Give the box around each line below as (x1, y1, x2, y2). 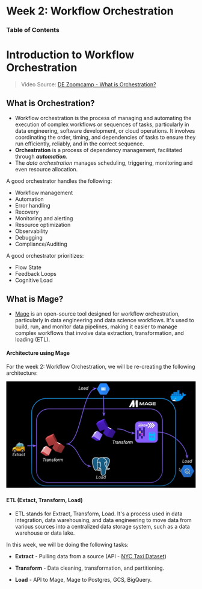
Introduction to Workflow (6, 48, 135, 62)
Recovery (14, 208, 39, 215)
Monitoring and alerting (14, 214, 73, 221)
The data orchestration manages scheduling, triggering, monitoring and (14, 159, 193, 167)
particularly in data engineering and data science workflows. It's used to (14, 316, 194, 323)
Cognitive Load (14, 276, 53, 284)
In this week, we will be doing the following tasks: (6, 541, 129, 548)
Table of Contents (6, 26, 60, 34)
